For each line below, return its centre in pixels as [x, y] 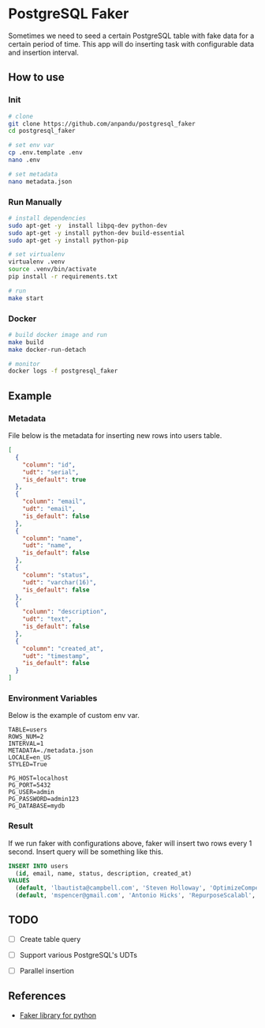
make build [26, 342]
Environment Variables [53, 698]
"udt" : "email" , [49, 509]
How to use [36, 77]
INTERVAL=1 [26, 744]
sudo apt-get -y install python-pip [68, 240]
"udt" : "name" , [47, 546]
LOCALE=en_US [30, 758]
